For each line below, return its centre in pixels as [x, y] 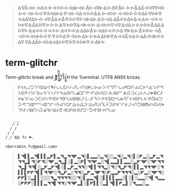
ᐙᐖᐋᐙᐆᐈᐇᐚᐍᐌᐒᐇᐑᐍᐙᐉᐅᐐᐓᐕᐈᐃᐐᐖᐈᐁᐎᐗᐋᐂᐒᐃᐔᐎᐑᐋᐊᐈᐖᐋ [91, 36]
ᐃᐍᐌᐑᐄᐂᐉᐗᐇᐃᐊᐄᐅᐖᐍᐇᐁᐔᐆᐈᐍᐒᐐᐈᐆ [61, 42]
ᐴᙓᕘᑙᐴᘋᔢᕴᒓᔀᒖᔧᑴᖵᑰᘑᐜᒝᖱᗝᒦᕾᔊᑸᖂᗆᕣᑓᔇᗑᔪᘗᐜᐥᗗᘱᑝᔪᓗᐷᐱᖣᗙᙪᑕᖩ [90, 93]
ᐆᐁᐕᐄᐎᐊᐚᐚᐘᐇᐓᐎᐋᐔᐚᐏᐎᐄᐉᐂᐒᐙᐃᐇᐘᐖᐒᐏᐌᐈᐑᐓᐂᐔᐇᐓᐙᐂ [90, 31]
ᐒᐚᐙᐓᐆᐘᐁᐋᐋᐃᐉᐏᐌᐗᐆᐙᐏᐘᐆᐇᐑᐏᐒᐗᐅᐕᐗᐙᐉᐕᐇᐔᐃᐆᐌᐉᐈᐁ [90, 13]
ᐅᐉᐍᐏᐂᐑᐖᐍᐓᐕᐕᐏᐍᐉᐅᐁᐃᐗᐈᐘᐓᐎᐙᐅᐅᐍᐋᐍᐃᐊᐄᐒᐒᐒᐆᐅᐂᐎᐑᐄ [91, 25]
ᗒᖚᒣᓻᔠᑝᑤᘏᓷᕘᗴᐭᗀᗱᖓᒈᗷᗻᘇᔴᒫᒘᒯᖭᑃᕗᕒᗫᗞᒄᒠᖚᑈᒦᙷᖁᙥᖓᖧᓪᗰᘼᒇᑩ [90, 98]
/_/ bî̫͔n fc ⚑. [19, 137]
